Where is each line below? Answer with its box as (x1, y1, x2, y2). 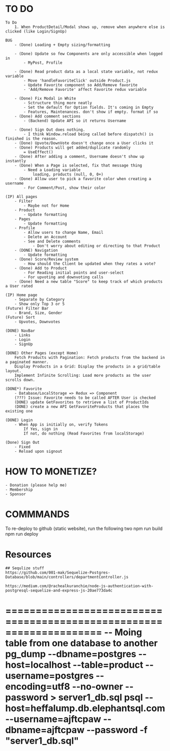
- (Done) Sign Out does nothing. (14, 127, 86, 132)
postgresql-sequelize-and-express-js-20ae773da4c (5, 588, 113, 593)
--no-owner (72, 681, 123, 692)
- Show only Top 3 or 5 (14, 301, 65, 306)
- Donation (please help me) (5, 482, 67, 488)
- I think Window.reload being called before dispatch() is (23, 131, 154, 137)
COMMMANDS (5, 508, 70, 520)
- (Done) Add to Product (14, 265, 67, 271)
